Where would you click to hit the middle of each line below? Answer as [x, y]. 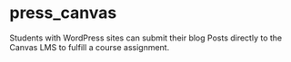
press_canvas [63, 13]
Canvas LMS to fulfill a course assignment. [90, 47]
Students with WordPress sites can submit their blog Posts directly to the [146, 38]
